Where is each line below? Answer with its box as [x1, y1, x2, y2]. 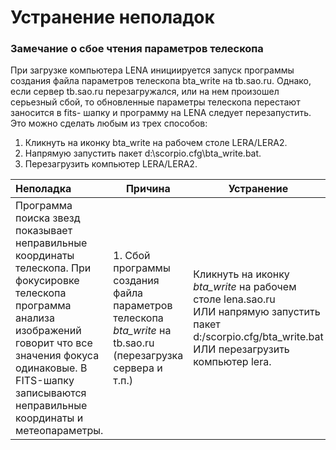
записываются [15, 386, 87, 400]
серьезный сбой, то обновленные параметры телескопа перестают [10, 96, 301, 108]
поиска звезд [15, 211, 81, 225]
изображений [15, 324, 82, 338]
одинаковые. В [15, 361, 88, 375]
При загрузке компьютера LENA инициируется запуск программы [10, 64, 295, 76]
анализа [15, 311, 55, 325]
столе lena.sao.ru [193, 292, 276, 306]
